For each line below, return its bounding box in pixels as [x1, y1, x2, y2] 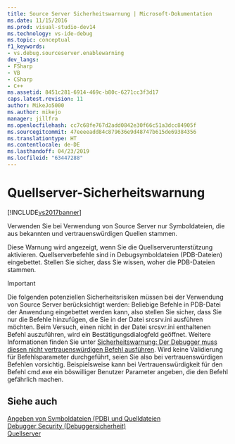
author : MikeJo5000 [7, 102, 65, 109]
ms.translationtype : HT [7, 135, 77, 142]
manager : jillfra [7, 115, 58, 122]
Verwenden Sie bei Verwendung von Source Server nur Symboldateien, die [7, 221, 225, 230]
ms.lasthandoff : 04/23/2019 [7, 148, 90, 155]
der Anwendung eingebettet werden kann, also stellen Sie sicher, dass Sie [7, 307, 222, 316]
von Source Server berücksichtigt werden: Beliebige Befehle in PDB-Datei [7, 300, 222, 309]
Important [7, 279, 36, 288]
